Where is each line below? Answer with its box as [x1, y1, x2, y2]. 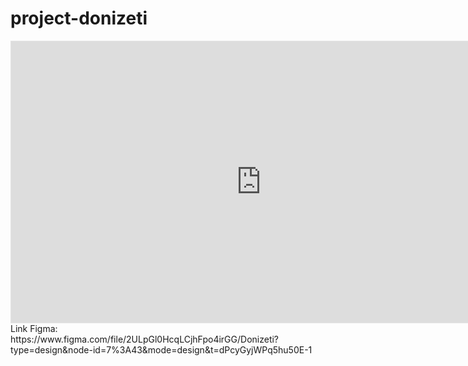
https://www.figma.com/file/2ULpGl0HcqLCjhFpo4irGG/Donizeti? [10, 333, 280, 345]
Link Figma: [10, 322, 58, 334]
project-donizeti [10, 7, 148, 30]
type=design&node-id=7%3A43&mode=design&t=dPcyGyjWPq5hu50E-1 [10, 343, 313, 356]
